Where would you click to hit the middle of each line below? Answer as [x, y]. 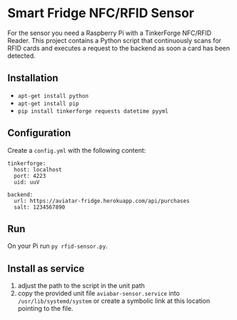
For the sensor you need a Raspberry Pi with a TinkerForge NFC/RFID [110, 33]
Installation [33, 78]
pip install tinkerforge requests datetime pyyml [93, 111]
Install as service [46, 268]
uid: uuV [27, 182]
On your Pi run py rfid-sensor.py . [58, 246]
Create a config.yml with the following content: [77, 150]
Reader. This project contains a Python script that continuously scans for [115, 40]
